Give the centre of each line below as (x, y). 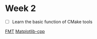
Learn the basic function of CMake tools (52, 22)
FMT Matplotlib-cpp (25, 31)
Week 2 (21, 8)
